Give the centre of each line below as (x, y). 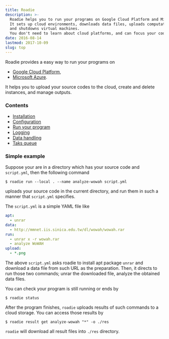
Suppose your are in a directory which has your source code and (72, 167)
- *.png (18, 253)
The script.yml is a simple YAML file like (47, 206)
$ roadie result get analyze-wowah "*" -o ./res (57, 322)
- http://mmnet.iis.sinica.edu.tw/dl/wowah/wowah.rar (67, 230)
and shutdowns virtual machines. (45, 29)
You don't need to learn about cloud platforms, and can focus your (83, 33)
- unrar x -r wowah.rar (34, 239)
